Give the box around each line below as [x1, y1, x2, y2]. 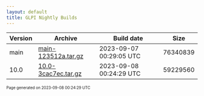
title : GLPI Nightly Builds [6, 15, 78, 21]
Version [9, 34, 33, 43]
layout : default [6, 9, 47, 15]
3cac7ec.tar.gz [38, 69, 82, 78]
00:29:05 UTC [99, 52, 141, 60]
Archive [54, 34, 78, 43]
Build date [113, 34, 144, 43]
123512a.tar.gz [38, 52, 84, 60]
